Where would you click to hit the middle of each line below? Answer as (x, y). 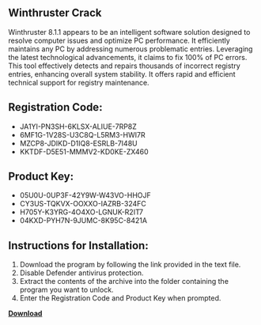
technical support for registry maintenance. (79, 82)
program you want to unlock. (66, 290)
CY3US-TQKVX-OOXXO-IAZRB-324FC (83, 204)
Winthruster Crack (55, 13)
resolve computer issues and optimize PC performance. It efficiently (119, 40)
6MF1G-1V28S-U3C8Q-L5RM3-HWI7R (82, 134)
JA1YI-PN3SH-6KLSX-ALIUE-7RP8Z (78, 127)
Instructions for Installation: (78, 246)
